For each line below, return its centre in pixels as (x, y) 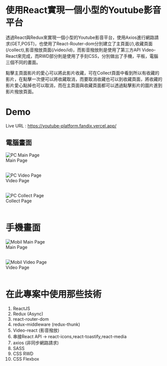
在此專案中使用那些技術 (54, 294)
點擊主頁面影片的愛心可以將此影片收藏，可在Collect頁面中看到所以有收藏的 (83, 73)
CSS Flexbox (26, 359)
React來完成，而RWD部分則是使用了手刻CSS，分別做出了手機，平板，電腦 (82, 56)
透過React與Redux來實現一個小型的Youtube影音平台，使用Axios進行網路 (80, 37)
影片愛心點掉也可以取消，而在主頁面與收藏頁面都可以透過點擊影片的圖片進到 (84, 85)
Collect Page (19, 201)
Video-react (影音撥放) (36, 330)
